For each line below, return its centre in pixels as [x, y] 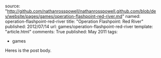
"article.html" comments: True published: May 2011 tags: [61, 32]
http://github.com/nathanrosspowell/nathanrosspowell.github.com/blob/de [81, 11]
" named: [131, 16]
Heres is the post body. [28, 50]
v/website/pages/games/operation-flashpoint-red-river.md [64, 16]
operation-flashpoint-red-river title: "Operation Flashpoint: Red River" [74, 21]
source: [13, 6]
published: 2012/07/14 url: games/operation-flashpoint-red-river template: [79, 27]
